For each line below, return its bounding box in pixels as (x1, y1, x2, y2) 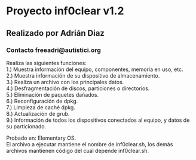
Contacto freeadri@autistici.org (6, 46, 102, 54)
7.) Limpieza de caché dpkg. (6, 103, 76, 111)
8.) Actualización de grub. (6, 110, 70, 117)
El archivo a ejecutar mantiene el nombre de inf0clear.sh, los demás (6, 140, 173, 147)
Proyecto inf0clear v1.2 (6, 4, 124, 18)
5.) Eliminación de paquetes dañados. (6, 91, 99, 98)
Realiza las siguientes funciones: (6, 59, 87, 66)
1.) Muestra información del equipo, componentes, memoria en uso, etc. (6, 66, 183, 73)
